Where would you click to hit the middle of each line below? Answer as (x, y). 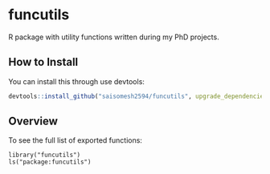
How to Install (43, 62)
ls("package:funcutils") (50, 162)
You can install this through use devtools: (76, 81)
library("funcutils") (45, 155)
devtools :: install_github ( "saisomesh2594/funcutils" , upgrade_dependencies (138, 96)
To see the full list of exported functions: (76, 140)
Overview (33, 121)
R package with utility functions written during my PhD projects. (114, 37)
